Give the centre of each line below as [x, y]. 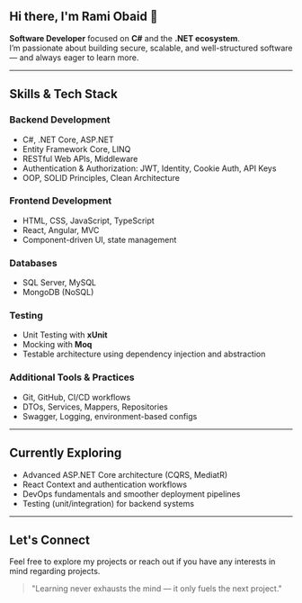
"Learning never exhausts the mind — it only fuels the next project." [157, 589]
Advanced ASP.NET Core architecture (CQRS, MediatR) [125, 474]
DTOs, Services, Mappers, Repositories [95, 407]
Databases [33, 263]
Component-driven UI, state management [99, 239]
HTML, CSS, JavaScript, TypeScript [88, 220]
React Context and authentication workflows [104, 484]
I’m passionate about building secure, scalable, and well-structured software [151, 48]
